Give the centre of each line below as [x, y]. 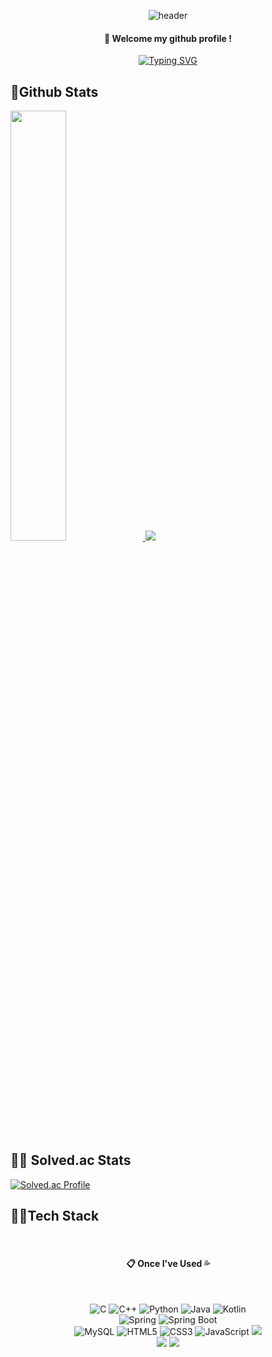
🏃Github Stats [54, 91]
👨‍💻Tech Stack [55, 1216]
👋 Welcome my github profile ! [168, 38]
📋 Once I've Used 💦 [168, 1264]
